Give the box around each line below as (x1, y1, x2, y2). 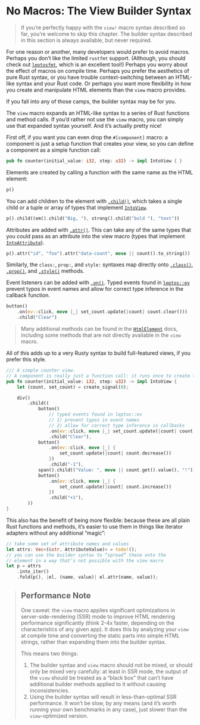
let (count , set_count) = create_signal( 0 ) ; (17, 384, 129, 390)
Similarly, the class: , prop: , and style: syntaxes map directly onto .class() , (6, 261, 193, 268)
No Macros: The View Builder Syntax (6, 4, 192, 18)
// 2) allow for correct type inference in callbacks (48, 422, 185, 428)
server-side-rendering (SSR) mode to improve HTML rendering (20, 613, 176, 620)
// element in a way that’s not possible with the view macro (6, 557, 164, 564)
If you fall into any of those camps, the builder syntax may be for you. (6, 97, 177, 105)
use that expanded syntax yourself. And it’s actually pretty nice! (6, 122, 162, 129)
